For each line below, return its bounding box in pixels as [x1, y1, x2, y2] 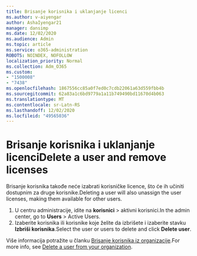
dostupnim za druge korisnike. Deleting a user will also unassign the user [6, 189, 182, 196]
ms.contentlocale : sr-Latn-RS [6, 101, 81, 108]
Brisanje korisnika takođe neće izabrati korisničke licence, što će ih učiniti [6, 183, 184, 190]
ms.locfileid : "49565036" [6, 113, 69, 119]
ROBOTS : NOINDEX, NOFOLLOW [6, 52, 72, 58]
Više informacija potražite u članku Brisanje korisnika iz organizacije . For [6, 237, 181, 244]
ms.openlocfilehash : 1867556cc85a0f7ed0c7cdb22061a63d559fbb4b [6, 86, 165, 91]
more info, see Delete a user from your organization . [6, 243, 133, 251]
